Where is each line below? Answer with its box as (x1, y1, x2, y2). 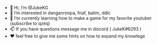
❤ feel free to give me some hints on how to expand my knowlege (9, 33, 145, 39)
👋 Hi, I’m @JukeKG (9, 5, 49, 10)
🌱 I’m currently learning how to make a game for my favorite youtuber (9, 15, 152, 21)
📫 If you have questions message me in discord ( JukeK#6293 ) (9, 26, 142, 32)
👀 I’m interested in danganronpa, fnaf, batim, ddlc (9, 10, 111, 16)
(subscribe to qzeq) (9, 20, 51, 26)
